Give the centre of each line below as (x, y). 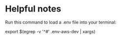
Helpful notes (33, 9)
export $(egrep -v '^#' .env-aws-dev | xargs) (50, 31)
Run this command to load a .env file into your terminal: (61, 22)
